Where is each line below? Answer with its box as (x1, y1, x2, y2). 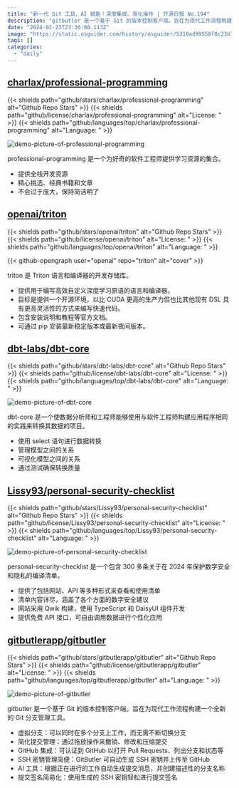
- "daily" (14, 51, 43, 58)
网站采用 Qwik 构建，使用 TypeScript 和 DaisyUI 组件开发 (17, 604, 186, 613)
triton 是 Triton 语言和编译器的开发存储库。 (7, 271, 133, 279)
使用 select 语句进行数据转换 (17, 437, 102, 445)
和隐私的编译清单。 (7, 571, 64, 580)
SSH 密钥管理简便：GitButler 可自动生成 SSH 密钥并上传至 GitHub (17, 755, 211, 763)
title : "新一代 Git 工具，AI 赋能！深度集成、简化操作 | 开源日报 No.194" (7, 10, 210, 18)
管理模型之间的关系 (17, 446, 75, 455)
